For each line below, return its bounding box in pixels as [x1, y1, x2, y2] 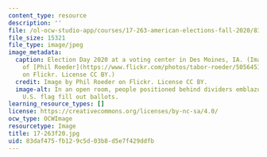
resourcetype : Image [8, 122, 77, 130]
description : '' [8, 19, 62, 27]
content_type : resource [8, 11, 87, 20]
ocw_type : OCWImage [8, 115, 73, 123]
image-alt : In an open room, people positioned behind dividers [15, 85, 233, 94]
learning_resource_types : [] [8, 100, 105, 108]
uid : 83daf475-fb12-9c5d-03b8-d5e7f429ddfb [8, 136, 155, 145]
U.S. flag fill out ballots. [22, 93, 119, 101]
